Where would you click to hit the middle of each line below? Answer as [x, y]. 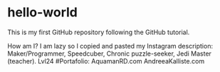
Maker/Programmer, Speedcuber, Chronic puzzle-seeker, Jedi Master [110, 53]
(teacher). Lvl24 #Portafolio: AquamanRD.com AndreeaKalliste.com [106, 61]
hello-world [43, 12]
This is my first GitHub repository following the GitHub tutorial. [99, 32]
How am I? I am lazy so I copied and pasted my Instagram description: [110, 46]
